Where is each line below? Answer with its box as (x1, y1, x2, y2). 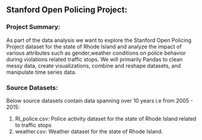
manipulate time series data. (6, 68, 77, 76)
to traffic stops (14, 121, 52, 129)
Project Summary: (6, 23, 61, 31)
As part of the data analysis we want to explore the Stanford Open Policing (6, 36, 192, 44)
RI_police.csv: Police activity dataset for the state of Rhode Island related (14, 115, 197, 122)
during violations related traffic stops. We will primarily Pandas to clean (6, 55, 183, 62)
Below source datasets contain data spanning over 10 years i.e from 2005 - (6, 97, 194, 104)
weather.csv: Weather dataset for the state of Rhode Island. (14, 127, 163, 135)
